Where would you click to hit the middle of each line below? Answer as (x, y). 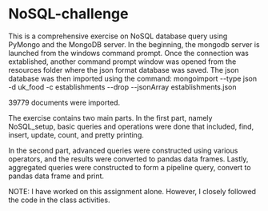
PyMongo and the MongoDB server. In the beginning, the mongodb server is (134, 44)
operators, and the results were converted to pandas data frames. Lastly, (128, 159)
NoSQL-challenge (68, 14)
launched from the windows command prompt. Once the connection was (129, 53)
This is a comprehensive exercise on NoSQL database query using (118, 36)
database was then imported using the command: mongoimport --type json (133, 78)
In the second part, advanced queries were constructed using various (123, 150)
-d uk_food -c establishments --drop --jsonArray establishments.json (122, 87)
